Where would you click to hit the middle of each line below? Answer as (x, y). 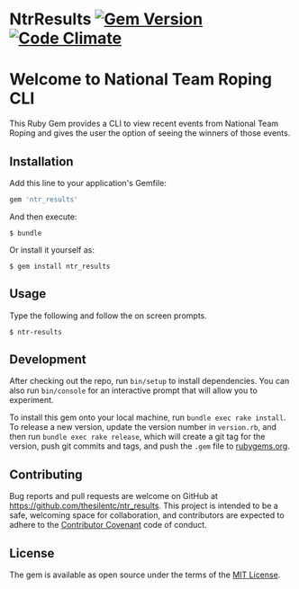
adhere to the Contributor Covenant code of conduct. (108, 525)
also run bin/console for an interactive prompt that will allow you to (134, 390)
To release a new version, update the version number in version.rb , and (143, 427)
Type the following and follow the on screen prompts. (108, 316)
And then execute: (43, 217)
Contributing (46, 474)
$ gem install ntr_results (60, 266)
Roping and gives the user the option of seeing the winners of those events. (150, 133)
